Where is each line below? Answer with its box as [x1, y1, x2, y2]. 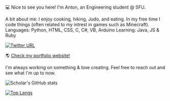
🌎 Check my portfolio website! [5, 53, 70, 58]
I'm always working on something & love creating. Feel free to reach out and [5, 65, 165, 70]
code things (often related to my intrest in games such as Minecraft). [5, 22, 150, 27]
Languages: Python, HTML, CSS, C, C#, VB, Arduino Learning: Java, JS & [5, 27, 160, 33]
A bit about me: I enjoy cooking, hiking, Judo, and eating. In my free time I [5, 16, 161, 22]
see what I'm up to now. [5, 70, 56, 76]
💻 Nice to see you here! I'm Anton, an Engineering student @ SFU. [5, 4, 146, 10]
